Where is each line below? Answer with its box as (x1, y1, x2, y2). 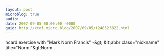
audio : (5, 16, 19, 21)
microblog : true (5, 12, 39, 17)
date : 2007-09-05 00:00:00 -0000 (5, 21, 76, 26)
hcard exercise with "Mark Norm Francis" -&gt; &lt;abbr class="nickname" (5, 39, 160, 45)
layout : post (5, 7, 33, 12)
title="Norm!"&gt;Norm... (5, 45, 57, 51)
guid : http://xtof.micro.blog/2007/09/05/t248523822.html (5, 26, 130, 31)
